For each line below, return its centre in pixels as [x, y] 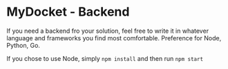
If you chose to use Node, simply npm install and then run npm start [105, 58]
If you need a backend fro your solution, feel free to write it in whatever [107, 31]
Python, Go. [23, 45]
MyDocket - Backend [68, 12]
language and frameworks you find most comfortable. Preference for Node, [114, 38]
